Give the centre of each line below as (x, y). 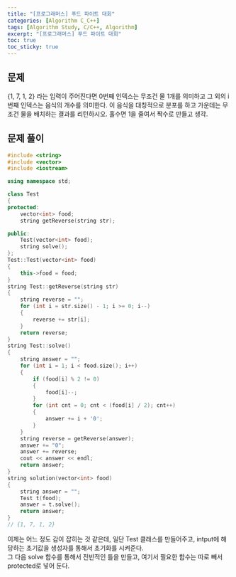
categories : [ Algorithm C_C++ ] (54, 21)
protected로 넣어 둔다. (39, 566)
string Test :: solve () (39, 346)
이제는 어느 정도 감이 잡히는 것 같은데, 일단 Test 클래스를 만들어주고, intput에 (113, 539)
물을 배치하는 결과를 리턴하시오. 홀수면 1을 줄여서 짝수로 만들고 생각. (114, 114)
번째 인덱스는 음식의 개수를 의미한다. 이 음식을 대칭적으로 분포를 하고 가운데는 (114, 105)
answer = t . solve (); (50, 505)
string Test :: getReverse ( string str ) (63, 286)
